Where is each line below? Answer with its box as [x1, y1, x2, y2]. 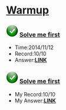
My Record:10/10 [14, 90, 56, 98]
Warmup [6, 4, 49, 17]
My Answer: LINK [14, 97, 56, 104]
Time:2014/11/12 [14, 44, 54, 51]
